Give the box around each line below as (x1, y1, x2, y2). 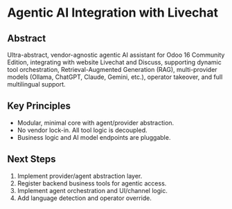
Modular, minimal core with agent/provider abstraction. (17, 118, 175, 127)
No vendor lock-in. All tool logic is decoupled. (17, 126, 148, 134)
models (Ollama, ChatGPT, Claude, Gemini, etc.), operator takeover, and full (7, 73, 223, 81)
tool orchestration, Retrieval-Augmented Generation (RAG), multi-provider (7, 66, 217, 73)
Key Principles (7, 100, 71, 112)
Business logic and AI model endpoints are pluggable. (17, 133, 171, 141)
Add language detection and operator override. (17, 194, 152, 202)
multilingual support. (7, 80, 66, 88)
